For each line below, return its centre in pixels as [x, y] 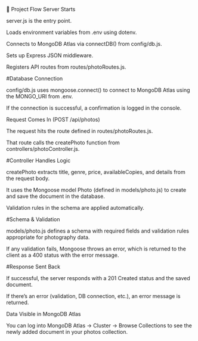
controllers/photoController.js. [43, 149]
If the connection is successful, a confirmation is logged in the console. [94, 108]
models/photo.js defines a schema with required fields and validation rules [98, 231]
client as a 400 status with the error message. [63, 255]
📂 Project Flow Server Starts [41, 9]
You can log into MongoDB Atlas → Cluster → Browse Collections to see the [99, 325]
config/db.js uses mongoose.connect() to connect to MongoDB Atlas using [98, 90]
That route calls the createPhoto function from [63, 142]
